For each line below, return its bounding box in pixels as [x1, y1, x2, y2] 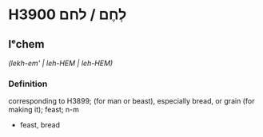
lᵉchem [8, 37, 45, 51]
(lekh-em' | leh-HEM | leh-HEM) [8, 58, 114, 68]
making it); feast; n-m [8, 105, 80, 115]
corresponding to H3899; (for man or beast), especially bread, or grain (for [8, 96, 255, 106]
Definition [8, 78, 48, 89]
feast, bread [19, 120, 61, 130]
